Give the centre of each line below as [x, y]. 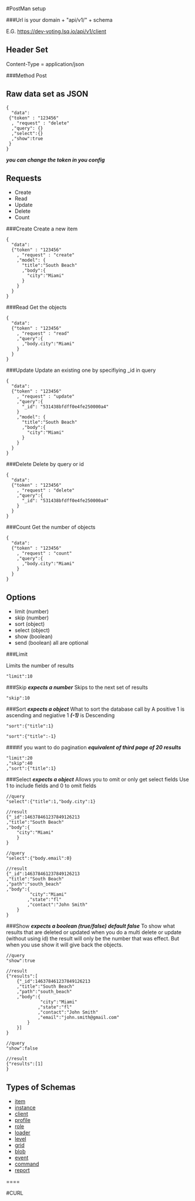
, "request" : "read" [43, 334]
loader [22, 1133]
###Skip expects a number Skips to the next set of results [77, 687]
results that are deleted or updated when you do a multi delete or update [94, 932]
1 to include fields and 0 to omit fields [51, 786]
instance [25, 1108]
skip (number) [31, 618]
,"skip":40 [19, 763]
